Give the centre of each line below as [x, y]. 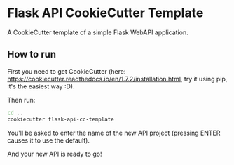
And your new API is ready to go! [55, 154]
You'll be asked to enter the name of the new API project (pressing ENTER [114, 133]
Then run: [21, 100]
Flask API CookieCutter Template [105, 13]
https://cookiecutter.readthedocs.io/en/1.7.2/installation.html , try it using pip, [117, 79]
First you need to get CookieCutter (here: [67, 71]
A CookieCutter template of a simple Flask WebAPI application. [98, 32]
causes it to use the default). [48, 140]
